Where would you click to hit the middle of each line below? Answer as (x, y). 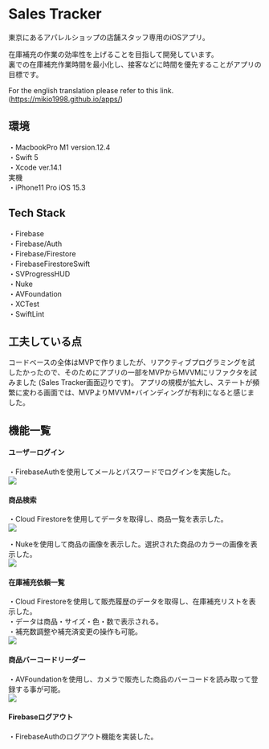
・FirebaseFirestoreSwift (49, 264)
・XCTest (24, 304)
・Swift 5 (23, 157)
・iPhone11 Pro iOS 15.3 (47, 187)
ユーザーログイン (37, 452)
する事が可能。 (40, 689)
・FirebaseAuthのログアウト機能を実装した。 (83, 736)
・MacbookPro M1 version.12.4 (59, 147)
